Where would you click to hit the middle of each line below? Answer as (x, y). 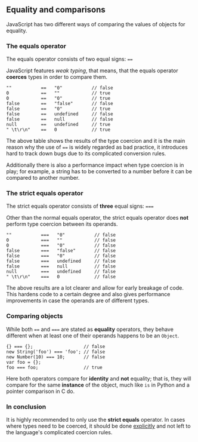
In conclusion (26, 407)
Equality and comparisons (56, 10)
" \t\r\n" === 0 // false (61, 277)
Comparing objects (35, 316)
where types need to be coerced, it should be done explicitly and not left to (98, 426)
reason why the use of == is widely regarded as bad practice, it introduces (97, 147)
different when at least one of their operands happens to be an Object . (93, 335)
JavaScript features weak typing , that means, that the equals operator (92, 70)
